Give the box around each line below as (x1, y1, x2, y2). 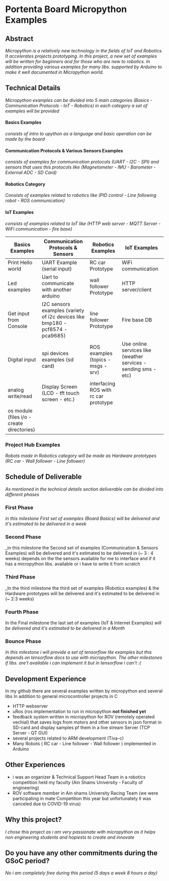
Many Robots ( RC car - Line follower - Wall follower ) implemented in (12, 741, 156, 747)
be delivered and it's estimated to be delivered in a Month (5, 625, 125, 631)
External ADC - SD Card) (5, 170, 57, 176)
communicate (42, 280, 74, 287)
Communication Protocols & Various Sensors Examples (5, 147, 123, 153)
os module (8, 407, 33, 414)
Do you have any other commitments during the (5, 849, 158, 857)
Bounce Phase (5, 637, 41, 644)
